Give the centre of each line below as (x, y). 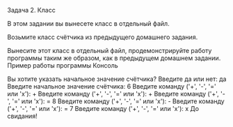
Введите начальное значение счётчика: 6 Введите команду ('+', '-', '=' (112, 86)
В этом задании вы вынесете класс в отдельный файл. (88, 23)
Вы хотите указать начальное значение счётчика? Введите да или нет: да (117, 79)
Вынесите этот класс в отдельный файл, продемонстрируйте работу (110, 51)
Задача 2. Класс (31, 10)
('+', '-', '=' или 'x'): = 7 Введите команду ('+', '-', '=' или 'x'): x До (103, 109)
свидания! (22, 116)
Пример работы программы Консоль (63, 65)
